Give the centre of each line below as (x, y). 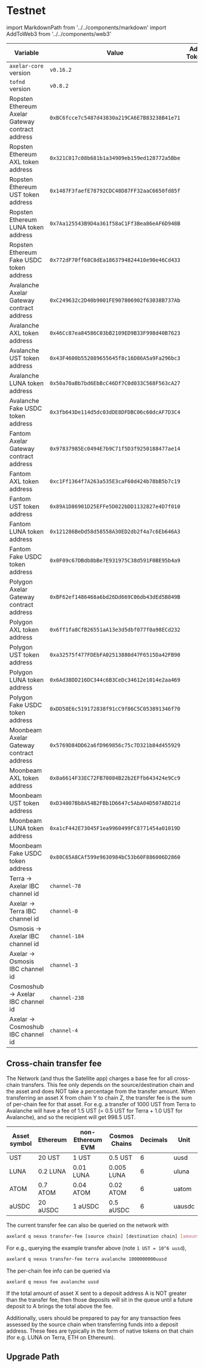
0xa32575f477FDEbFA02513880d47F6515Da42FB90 (115, 654)
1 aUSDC (86, 1206)
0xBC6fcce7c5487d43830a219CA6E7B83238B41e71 (115, 117)
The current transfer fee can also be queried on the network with (87, 1225)
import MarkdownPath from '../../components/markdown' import (87, 27)
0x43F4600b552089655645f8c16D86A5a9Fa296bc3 (115, 358)
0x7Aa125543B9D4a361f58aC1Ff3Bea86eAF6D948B (115, 223)
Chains (122, 1143)
